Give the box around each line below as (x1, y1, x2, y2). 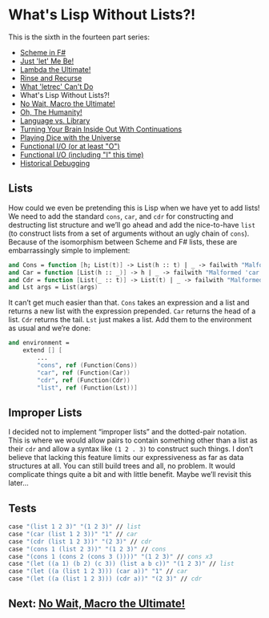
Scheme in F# (19, 47, 66, 57)
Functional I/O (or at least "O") (19, 141, 120, 151)
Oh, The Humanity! (19, 107, 82, 117)
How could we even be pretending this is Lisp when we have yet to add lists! (8, 203, 260, 212)
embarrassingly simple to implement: (8, 245, 130, 255)
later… (8, 479, 30, 488)
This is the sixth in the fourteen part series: (8, 32, 151, 42)
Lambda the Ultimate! (19, 64, 91, 74)
